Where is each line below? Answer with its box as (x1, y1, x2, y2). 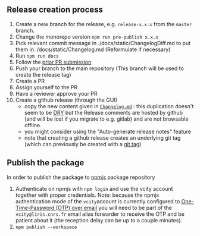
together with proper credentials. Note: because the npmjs (15, 191, 160, 199)
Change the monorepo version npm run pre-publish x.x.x (15, 33, 158, 40)
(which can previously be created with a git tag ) (24, 140, 142, 147)
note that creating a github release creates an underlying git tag (24, 134, 181, 141)
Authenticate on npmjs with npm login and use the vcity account (15, 185, 173, 192)
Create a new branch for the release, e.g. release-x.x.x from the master (15, 20, 192, 27)
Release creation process (7, 5, 104, 15)
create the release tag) (15, 71, 71, 78)
